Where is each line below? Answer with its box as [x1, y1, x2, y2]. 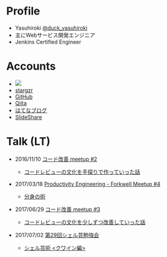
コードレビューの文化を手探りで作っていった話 [24, 168, 140, 175]
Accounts [6, 59, 56, 73]
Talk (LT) [6, 135, 51, 149]
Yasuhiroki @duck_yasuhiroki [14, 24, 87, 31]
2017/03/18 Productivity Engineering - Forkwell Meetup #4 [14, 180, 161, 187]
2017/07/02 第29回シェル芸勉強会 [14, 231, 99, 238]
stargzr [14, 86, 33, 94]
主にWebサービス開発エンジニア [14, 31, 95, 39]
